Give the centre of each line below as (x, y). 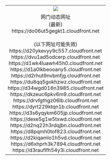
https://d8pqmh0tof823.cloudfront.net (55, 131)
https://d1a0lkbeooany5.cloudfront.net (56, 69)
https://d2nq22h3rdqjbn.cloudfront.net (56, 125)
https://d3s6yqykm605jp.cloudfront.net (56, 113)
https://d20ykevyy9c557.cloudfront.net (56, 51)
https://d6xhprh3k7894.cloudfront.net (55, 144)
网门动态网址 (55, 17)
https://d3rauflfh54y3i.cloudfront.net (55, 150)
